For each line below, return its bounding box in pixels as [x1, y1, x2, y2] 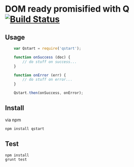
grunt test [5, 157, 27, 162]
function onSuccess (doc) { [14, 55, 70, 59]
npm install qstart [5, 126, 45, 131]
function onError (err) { [14, 73, 67, 77]
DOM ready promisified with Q [5, 3, 130, 15]
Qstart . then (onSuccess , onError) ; [14, 91, 84, 95]
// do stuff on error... [22, 77, 73, 82]
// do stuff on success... [22, 59, 77, 64]
